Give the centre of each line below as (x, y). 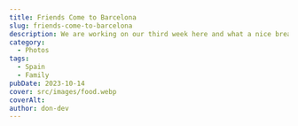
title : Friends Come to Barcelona (73, 17)
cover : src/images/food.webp (63, 91)
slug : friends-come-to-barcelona (71, 26)
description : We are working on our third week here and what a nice (141, 34)
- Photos (33, 51)
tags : (19, 59)
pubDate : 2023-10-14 (47, 83)
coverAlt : (27, 100)
